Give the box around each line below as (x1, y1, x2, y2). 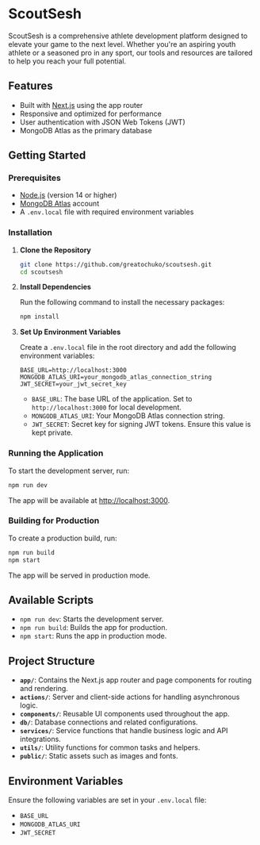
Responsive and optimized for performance (19, 109, 162, 118)
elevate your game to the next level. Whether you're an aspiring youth (8, 39, 236, 48)
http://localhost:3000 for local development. (31, 402, 182, 413)
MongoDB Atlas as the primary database (19, 125, 152, 135)
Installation (8, 227, 53, 238)
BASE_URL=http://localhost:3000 (19, 367, 127, 374)
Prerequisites (8, 172, 61, 183)
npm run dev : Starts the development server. (19, 614, 164, 624)
